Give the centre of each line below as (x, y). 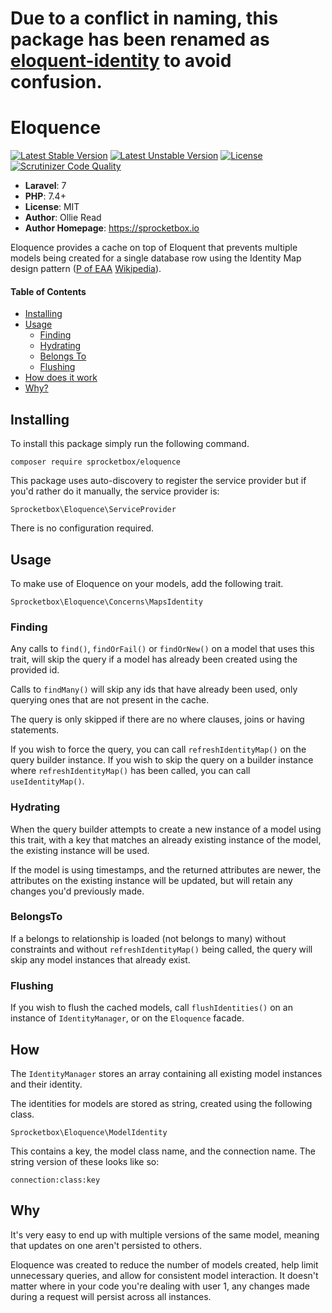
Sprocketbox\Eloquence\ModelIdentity (89, 1132)
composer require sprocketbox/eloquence (96, 462)
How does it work (61, 378)
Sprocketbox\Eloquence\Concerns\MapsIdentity (106, 602)
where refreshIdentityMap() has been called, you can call (130, 771)
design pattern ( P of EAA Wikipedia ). (86, 269)
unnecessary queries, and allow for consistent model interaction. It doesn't (164, 1275)
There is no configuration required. (82, 528)
